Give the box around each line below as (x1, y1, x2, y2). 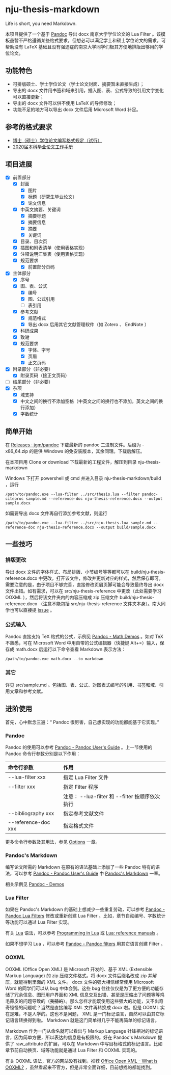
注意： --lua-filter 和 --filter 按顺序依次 (63, 793, 160, 800)
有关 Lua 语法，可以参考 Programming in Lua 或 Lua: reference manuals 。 (5, 930, 161, 936)
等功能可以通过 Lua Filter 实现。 (5, 919, 72, 925)
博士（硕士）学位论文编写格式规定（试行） (12, 137, 102, 143)
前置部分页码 (27, 264, 55, 270)
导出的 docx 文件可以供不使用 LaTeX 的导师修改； (12, 100, 117, 106)
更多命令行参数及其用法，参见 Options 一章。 (5, 839, 100, 845)
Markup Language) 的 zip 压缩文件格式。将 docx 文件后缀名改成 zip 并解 (5, 972, 157, 979)
